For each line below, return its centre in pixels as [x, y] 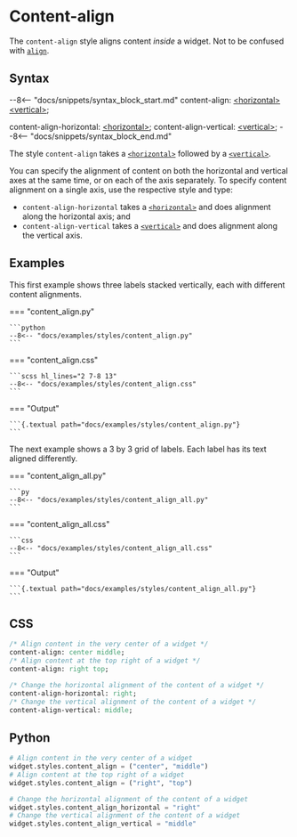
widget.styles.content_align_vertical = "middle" [103, 824]
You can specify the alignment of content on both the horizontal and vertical [149, 170]
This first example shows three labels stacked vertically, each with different [147, 284]
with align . [29, 50]
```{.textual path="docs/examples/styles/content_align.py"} [125, 425]
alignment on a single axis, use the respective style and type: [121, 190]
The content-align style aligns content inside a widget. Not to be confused [147, 41]
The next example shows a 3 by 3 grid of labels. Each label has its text [138, 449]
